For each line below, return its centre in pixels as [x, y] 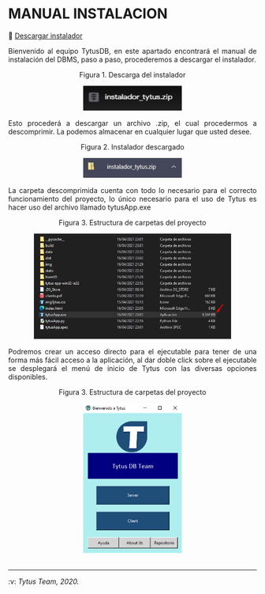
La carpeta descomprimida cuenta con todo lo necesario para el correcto [132, 190]
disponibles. [28, 376]
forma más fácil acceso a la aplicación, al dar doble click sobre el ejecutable [132, 360]
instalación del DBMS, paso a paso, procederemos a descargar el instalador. [132, 59]
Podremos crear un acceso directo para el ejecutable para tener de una [132, 351]
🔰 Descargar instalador [45, 36]
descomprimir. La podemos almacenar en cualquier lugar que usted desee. [130, 131]
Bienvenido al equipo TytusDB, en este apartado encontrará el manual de [132, 51]
